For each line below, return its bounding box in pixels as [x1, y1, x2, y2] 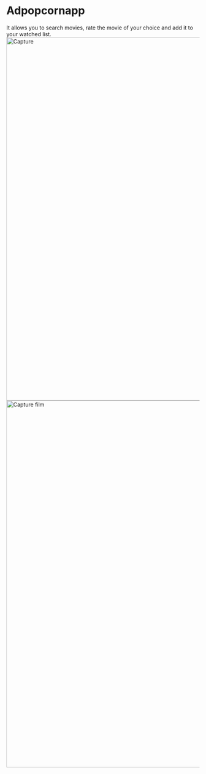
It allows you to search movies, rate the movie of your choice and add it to [6, 24, 193, 31]
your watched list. [6, 30, 51, 37]
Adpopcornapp [6, 4, 85, 18]
